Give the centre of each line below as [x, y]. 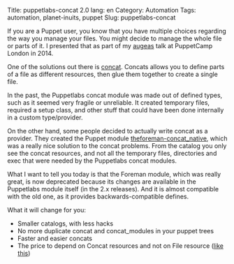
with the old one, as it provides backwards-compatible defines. [98, 196]
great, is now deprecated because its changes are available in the [102, 182]
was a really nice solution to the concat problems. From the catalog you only [117, 146]
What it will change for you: [46, 210]
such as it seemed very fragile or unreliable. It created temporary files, [109, 103]
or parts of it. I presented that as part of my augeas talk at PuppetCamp [110, 46]
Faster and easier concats [55, 238]
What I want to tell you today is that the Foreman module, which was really [114, 174]
